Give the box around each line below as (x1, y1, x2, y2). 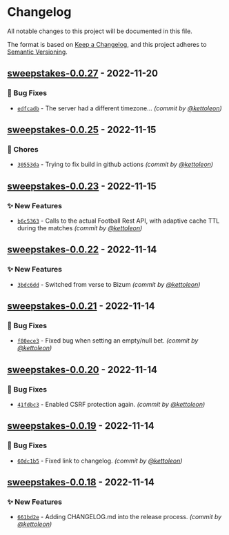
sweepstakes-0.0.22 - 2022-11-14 (7, 244, 157, 256)
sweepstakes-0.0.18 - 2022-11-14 (7, 476, 155, 488)
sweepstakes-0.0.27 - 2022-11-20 (7, 68, 159, 79)
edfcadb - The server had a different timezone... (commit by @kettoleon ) (17, 104, 222, 112)
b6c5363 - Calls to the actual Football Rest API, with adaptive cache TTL (17, 216, 220, 225)
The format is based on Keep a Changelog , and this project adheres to (7, 40, 207, 48)
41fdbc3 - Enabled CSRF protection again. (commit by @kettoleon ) (17, 401, 206, 409)
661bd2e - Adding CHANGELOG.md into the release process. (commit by (17, 513, 222, 521)
